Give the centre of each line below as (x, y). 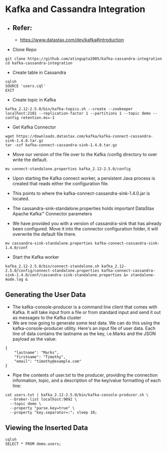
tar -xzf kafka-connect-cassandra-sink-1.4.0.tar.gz (61, 145)
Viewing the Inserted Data (47, 428)
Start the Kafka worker (36, 257)
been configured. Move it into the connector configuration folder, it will (85, 229)
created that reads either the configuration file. (60, 184)
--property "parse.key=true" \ (42, 408)
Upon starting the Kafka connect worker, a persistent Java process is (84, 178)
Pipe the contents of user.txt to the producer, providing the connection (85, 375)
